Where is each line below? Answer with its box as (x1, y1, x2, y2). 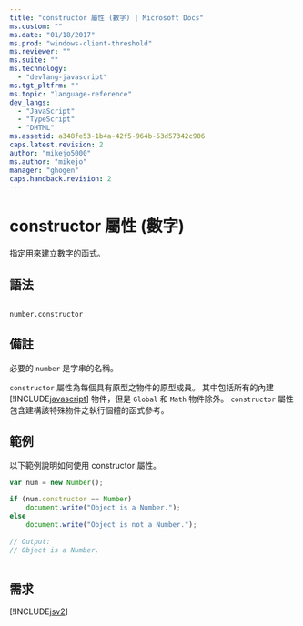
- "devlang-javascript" (17, 73, 107, 82)
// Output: (9, 537, 51, 546)
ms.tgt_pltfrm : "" (9, 81, 79, 90)
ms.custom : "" (9, 22, 64, 31)
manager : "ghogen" (9, 166, 79, 175)
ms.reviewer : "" (9, 47, 71, 56)
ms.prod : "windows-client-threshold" (9, 38, 153, 48)
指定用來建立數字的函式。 (9, 247, 106, 259)
